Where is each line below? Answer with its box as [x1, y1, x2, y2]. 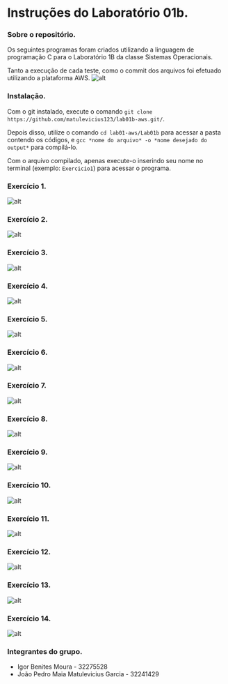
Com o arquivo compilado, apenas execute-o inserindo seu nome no [7, 156, 204, 165]
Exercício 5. [7, 314, 48, 324]
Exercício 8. [7, 413, 48, 423]
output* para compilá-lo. [7, 143, 78, 151]
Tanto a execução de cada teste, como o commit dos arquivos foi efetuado [7, 66, 222, 75]
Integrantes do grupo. [7, 646, 83, 656]
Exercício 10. [7, 480, 51, 490]
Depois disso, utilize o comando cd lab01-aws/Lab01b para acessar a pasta [7, 128, 221, 137]
